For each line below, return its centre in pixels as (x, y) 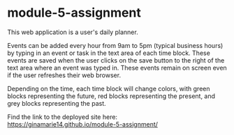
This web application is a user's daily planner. (73, 32)
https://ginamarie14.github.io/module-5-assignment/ (83, 124)
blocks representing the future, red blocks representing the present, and (111, 96)
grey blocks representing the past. (57, 103)
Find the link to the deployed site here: (62, 117)
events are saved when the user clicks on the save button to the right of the (116, 60)
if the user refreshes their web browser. (64, 75)
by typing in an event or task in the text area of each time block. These (109, 53)
